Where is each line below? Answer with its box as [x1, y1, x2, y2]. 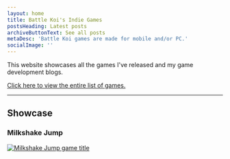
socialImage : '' [7, 42, 53, 49]
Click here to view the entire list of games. [7, 82, 126, 89]
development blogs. [7, 68, 64, 76]
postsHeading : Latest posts [7, 23, 88, 29]
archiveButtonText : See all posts [7, 29, 106, 36]
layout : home [7, 10, 44, 17]
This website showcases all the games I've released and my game [7, 61, 194, 69]
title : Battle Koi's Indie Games [7, 16, 103, 23]
